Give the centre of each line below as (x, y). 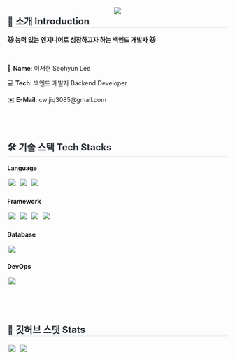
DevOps (19, 267)
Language (22, 168)
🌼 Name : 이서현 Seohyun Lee (49, 69)
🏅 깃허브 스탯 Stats (47, 329)
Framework (24, 202)
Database (22, 234)
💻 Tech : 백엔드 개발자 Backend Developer (67, 83)
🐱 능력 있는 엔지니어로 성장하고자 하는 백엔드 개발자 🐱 (81, 40)
